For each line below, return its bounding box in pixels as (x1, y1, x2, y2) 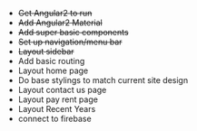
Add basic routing (17, 56, 85, 66)
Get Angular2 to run (17, 8, 93, 18)
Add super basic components (17, 27, 129, 37)
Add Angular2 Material (17, 17, 103, 28)
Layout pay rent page (17, 94, 98, 105)
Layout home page (17, 65, 89, 76)
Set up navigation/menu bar (17, 36, 123, 47)
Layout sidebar (17, 46, 74, 57)
